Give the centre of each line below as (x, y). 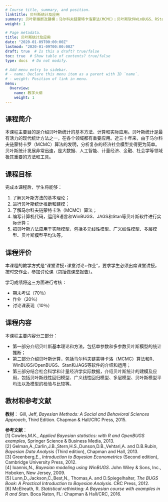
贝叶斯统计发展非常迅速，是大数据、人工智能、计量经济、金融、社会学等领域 (84, 151)
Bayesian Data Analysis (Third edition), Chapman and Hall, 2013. (72, 451)
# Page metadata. (23, 33)
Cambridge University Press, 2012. (41, 462)
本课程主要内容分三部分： (31, 336)
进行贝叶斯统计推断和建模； (41, 204)
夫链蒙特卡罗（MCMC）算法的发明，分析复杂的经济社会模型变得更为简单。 (82, 144)
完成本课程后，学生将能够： (34, 187)
